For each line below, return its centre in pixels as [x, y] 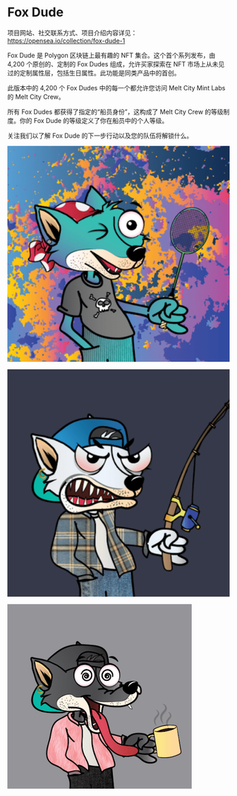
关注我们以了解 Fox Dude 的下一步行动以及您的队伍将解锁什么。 [100, 136]
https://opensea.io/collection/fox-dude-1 [66, 40]
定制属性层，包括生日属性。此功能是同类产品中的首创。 [100, 73]
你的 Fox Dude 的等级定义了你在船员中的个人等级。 [94, 120]
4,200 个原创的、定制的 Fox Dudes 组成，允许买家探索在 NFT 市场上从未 [113, 64]
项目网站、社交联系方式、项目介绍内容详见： [72, 32]
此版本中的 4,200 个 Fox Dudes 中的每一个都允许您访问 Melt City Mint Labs [116, 88]
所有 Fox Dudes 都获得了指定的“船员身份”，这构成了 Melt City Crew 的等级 [115, 112]
